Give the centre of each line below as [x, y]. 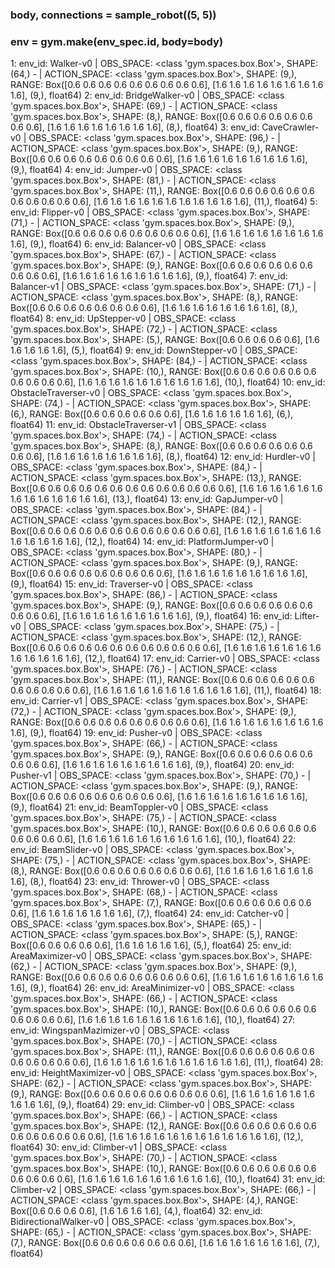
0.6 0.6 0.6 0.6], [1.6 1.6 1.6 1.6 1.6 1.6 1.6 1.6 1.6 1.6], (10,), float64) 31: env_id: [168, 1179]
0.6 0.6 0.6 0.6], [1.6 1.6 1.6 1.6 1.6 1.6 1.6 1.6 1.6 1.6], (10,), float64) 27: [153, 1020]
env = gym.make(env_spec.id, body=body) [117, 41]
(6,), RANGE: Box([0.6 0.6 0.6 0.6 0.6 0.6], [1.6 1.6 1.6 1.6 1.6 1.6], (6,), [152, 414]
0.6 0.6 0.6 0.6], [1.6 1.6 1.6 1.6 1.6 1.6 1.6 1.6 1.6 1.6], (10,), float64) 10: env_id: [168, 382]
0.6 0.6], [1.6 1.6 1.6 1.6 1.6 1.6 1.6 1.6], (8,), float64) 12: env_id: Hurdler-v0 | [163, 457]
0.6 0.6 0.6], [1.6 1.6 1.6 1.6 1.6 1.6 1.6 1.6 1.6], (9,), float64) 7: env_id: [149, 276]
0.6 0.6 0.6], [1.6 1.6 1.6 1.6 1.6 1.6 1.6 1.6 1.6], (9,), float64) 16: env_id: [151, 616]
